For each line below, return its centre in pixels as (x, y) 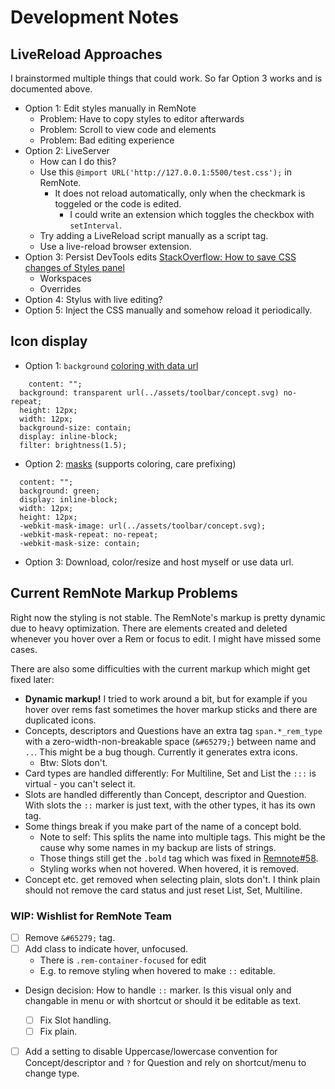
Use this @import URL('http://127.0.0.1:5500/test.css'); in (165, 172)
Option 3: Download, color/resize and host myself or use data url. (159, 562)
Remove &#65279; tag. (70, 937)
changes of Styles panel (74, 267)
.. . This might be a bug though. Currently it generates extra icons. (161, 752)
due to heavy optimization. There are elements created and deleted (149, 628)
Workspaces (65, 278)
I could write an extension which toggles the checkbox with (192, 214)
